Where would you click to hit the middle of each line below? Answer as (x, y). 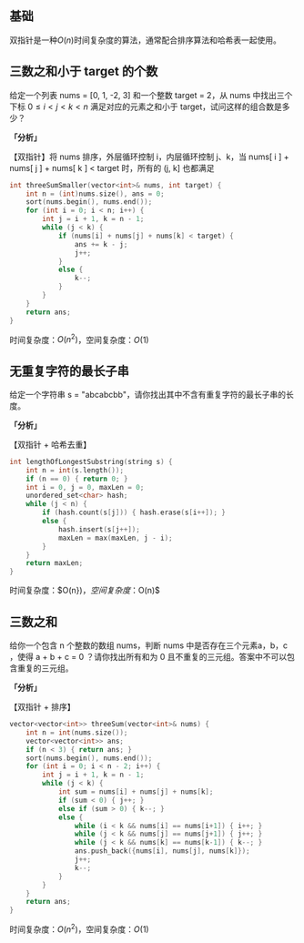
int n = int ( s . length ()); (75, 470)
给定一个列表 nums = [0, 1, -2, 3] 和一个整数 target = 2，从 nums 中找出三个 (151, 95)
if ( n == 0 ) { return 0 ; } (77, 479)
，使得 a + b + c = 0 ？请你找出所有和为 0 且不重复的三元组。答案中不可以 (148, 657)
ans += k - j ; (101, 244)
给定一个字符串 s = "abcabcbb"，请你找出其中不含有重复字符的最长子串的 (148, 394)
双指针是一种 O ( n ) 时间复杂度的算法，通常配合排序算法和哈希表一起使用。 (146, 40)
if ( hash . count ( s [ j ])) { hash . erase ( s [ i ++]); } (134, 512)
